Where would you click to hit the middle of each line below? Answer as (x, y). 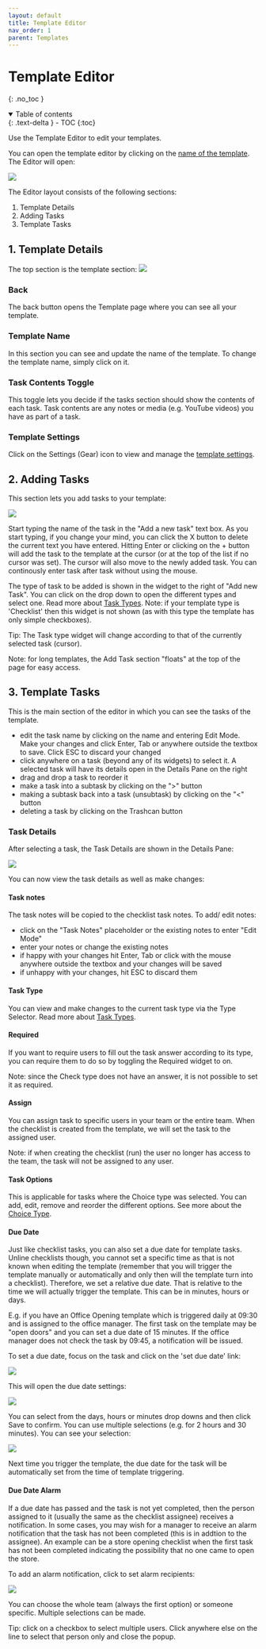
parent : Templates (38, 38)
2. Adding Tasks (49, 479)
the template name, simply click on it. (69, 362)
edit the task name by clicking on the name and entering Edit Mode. (130, 735)
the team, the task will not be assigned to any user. (91, 1161)
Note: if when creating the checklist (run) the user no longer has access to (129, 1152)
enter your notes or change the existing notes (94, 947)
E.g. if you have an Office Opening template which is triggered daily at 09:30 (133, 1315)
